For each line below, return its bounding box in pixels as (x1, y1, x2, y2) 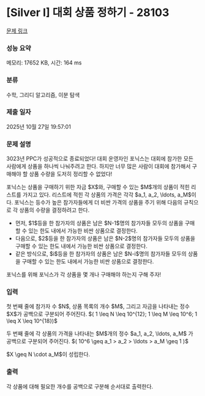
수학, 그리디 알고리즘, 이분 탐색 (6, 91, 80, 98)
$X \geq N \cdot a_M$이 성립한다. (6, 351, 91, 358)
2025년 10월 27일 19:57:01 (6, 123, 72, 130)
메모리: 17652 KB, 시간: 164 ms (6, 59, 82, 66)
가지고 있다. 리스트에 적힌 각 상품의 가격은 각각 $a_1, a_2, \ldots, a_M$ (22, 191, 192, 198)
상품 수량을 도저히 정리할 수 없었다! (29, 170, 113, 178)
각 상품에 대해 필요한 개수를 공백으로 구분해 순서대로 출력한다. (6, 382, 154, 390)
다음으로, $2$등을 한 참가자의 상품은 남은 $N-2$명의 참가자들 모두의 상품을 (15, 235, 196, 243)
